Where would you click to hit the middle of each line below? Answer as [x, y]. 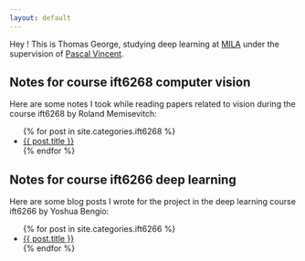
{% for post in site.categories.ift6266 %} [99, 229]
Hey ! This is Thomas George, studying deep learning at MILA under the [145, 44]
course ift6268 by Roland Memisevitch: [83, 114]
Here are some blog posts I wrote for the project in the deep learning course [153, 202]
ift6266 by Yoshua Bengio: [59, 212]
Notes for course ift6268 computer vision [130, 83]
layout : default [40, 18]
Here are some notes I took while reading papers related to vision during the [152, 104]
